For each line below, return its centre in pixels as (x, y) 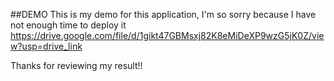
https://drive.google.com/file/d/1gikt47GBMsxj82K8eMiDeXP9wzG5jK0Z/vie (167, 35)
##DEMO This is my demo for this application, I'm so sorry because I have (163, 14)
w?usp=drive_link (46, 46)
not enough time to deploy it (68, 25)
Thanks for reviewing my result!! (76, 65)
